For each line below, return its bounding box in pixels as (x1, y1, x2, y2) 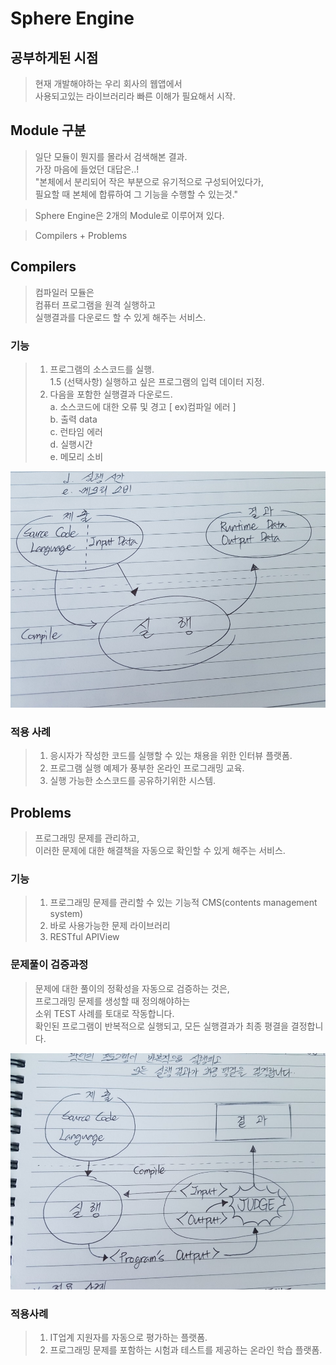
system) (49, 908, 84, 920)
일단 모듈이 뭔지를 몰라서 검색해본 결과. (34, 150, 188, 162)
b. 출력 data (49, 413, 98, 425)
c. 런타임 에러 (49, 425, 103, 437)
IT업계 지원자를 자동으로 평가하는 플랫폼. (49, 1331, 208, 1343)
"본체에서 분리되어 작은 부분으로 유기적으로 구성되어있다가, (34, 175, 264, 187)
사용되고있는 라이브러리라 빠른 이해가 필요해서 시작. (34, 90, 236, 102)
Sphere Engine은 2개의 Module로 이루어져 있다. (34, 209, 225, 221)
